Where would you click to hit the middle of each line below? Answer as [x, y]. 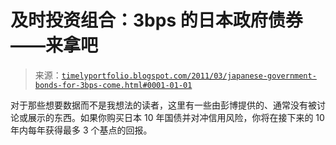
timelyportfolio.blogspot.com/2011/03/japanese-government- [189, 76]
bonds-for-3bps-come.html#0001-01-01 [113, 85]
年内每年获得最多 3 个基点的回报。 [81, 130]
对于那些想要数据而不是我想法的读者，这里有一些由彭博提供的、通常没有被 [163, 105]
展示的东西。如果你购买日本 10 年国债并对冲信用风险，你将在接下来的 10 [176, 117]
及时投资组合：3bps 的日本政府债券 [156, 20]
